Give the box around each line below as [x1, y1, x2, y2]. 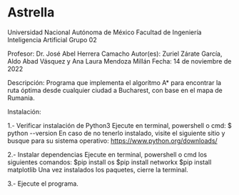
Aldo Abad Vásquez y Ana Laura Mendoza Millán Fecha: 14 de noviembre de [7, 56, 232, 65]
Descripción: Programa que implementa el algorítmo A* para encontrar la [7, 78, 222, 86]
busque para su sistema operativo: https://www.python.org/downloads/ [7, 136, 218, 145]
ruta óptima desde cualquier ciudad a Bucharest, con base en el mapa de [7, 86, 223, 94]
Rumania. [7, 94, 35, 102]
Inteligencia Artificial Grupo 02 [7, 35, 98, 44]
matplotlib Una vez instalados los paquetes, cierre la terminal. [7, 165, 189, 174]
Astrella [7, 4, 55, 21]
